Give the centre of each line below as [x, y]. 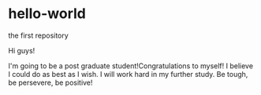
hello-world [47, 14]
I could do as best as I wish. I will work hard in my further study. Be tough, [128, 74]
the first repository [38, 35]
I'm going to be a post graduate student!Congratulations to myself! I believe [131, 66]
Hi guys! [22, 50]
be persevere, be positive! [50, 82]
